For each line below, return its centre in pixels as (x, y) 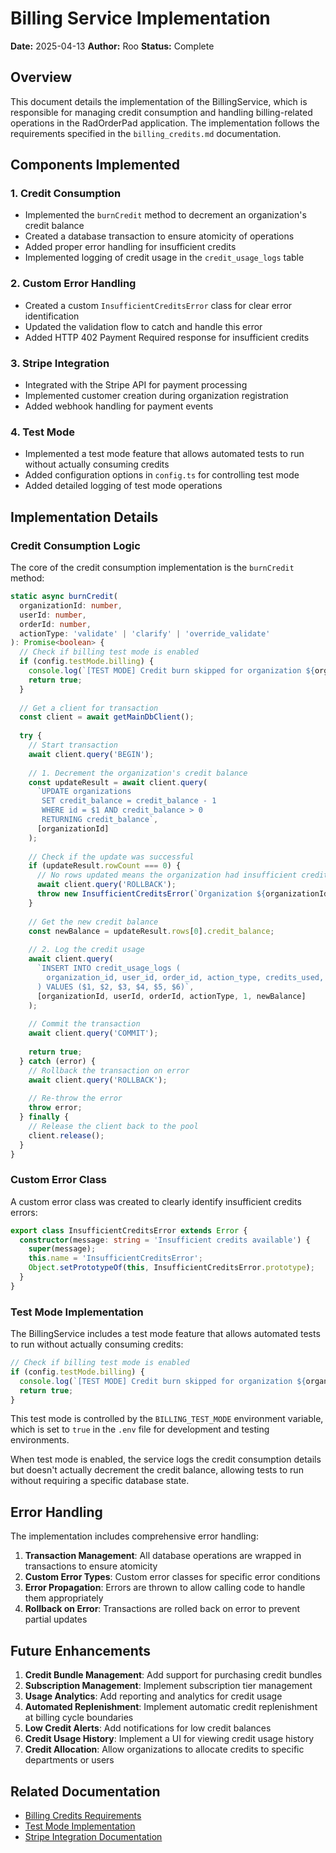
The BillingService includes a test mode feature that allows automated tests (165, 1334)
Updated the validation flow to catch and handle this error (143, 326)
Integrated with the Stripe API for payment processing (136, 385)
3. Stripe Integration (60, 363)
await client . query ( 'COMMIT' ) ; (93, 1033)
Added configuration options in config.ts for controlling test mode (162, 475)
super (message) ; (62, 1249)
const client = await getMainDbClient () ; (107, 717)
